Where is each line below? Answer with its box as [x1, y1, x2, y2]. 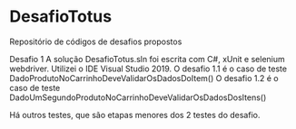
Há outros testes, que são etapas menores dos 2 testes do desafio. [9, 109, 261, 120]
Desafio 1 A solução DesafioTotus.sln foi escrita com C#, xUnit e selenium [9, 53, 286, 64]
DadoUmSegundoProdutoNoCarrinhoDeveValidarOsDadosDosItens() [9, 92, 267, 103]
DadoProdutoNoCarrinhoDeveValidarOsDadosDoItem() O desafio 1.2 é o [9, 72, 279, 83]
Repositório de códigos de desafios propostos [9, 36, 183, 47]
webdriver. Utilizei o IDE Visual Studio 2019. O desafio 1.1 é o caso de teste [9, 63, 288, 74]
